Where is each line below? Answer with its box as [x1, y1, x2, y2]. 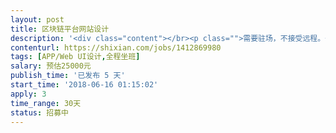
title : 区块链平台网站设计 [10, 24, 110, 34]
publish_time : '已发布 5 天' [10, 71, 126, 81]
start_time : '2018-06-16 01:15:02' [10, 80, 159, 90]
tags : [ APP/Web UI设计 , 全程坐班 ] [10, 52, 141, 62]
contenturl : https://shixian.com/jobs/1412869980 [10, 42, 222, 53]
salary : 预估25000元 [10, 61, 92, 71]
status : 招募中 [10, 107, 69, 118]
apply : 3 [10, 89, 47, 99]
